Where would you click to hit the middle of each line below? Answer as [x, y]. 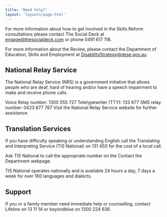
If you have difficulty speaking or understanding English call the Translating [83, 141]
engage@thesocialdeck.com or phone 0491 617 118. [59, 39]
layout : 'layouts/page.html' [35, 14]
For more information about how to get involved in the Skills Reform [74, 28]
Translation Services [38, 129]
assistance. [17, 113]
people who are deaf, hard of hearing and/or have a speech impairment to [81, 87]
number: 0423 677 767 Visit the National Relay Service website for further [81, 107]
